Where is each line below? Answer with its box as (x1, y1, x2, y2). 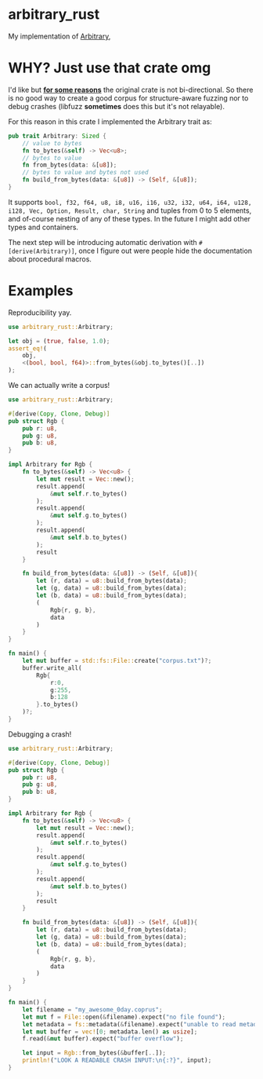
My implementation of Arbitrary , (8, 31, 111, 41)
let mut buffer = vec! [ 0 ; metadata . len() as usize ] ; (22, 1027, 198, 1036)
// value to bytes (22, 139, 82, 147)
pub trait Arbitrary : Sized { (8, 132, 107, 140)
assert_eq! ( (8, 344, 47, 353)
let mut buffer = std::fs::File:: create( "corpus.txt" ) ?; (22, 657, 212, 665)
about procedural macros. (8, 254, 92, 264)
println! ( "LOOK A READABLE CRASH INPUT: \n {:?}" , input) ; (22, 1056, 212, 1065)
